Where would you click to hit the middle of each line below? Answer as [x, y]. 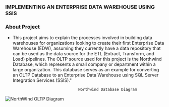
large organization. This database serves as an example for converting [86, 70]
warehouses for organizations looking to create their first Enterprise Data [88, 43]
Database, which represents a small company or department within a [84, 64]
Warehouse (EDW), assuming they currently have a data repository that [87, 48]
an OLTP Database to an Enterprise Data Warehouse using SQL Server [86, 75]
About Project [23, 27]
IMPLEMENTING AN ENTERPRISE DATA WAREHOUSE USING [80, 7]
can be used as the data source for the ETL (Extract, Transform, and [83, 54]
